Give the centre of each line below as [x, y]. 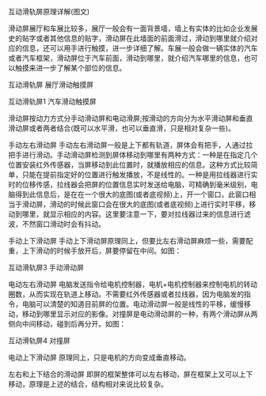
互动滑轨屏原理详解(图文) [49, 11]
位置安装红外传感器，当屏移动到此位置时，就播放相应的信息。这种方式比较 [129, 165]
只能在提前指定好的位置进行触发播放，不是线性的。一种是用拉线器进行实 [140, 175]
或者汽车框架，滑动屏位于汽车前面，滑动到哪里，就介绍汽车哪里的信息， [126, 58]
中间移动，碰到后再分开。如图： [74, 324]
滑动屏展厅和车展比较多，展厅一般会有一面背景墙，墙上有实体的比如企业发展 [133, 28]
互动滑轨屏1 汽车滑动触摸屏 [52, 102]
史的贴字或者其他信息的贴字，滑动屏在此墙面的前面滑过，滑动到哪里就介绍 [129, 38]
